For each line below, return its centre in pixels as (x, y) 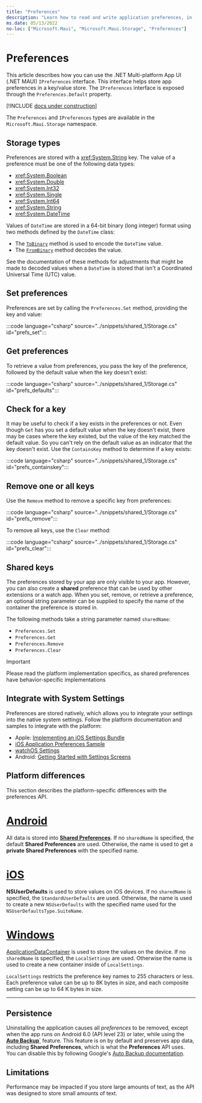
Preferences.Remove (39, 644)
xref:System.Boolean (41, 176)
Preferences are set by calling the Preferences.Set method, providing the (97, 308)
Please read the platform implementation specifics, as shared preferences (98, 673)
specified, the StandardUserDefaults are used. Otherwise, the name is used (99, 898)
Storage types (33, 143)
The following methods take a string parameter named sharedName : (88, 619)
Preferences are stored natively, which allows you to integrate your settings (99, 713)
